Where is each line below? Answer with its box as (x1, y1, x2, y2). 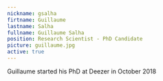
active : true (7, 49, 45, 56)
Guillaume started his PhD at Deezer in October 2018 (7, 67, 157, 76)
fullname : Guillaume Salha (7, 29, 85, 36)
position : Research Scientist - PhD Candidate (7, 36, 143, 43)
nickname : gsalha (7, 10, 57, 17)
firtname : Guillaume (7, 16, 67, 23)
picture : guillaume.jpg (7, 42, 76, 49)
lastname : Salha (7, 23, 54, 30)
